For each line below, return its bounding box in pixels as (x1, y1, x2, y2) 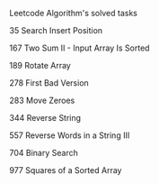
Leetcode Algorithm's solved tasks (9, 8, 137, 18)
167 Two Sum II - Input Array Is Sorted (9, 42, 150, 53)
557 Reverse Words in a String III (9, 130, 130, 141)
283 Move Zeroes (9, 95, 75, 106)
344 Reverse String (9, 113, 82, 123)
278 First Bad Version (9, 78, 90, 88)
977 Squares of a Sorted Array (9, 165, 122, 175)
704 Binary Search (9, 148, 78, 158)
